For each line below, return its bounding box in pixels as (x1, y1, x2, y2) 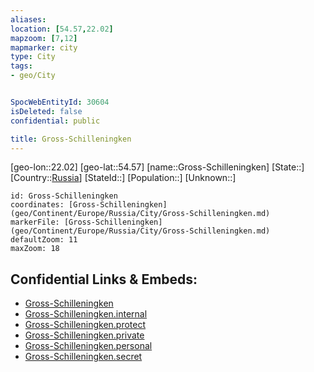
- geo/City (10, 71, 56, 81)
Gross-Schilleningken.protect (24, 319, 147, 331)
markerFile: (10, 217, 60, 228)
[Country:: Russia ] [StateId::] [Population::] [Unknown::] (10, 172, 237, 184)
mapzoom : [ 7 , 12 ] (10, 33, 78, 43)
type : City (10, 52, 56, 62)
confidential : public (10, 116, 101, 126)
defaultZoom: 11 (10, 235, 78, 245)
